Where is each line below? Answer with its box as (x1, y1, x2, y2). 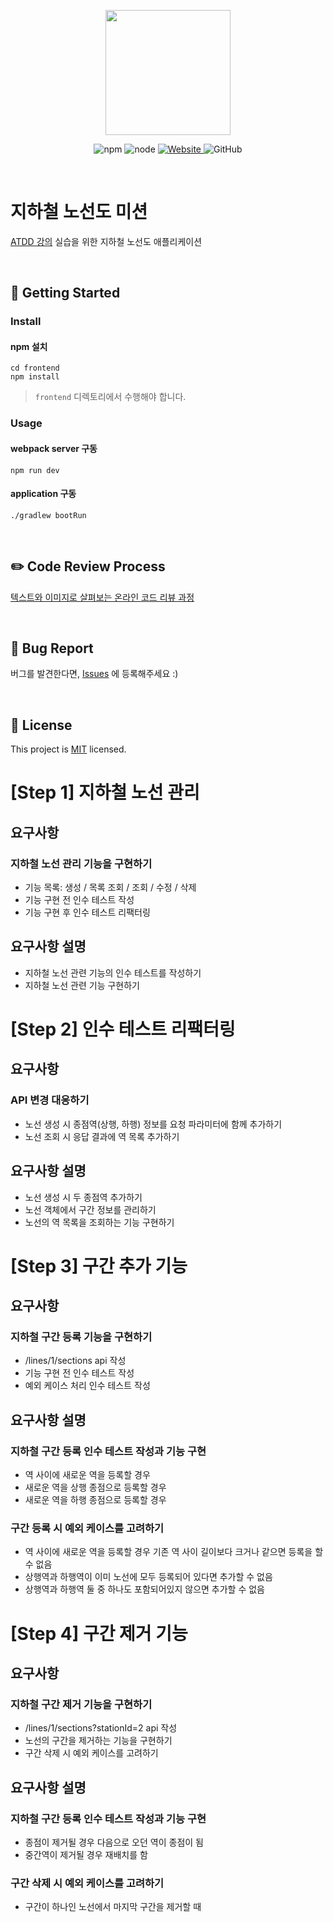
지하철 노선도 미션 (10, 201, 148, 224)
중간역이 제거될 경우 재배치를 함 (24, 1849, 148, 1861)
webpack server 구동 (10, 442, 98, 454)
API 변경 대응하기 (10, 1093, 90, 1107)
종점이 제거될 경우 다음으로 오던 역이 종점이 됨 (24, 1836, 204, 1849)
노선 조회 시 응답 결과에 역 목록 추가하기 (24, 1130, 180, 1142)
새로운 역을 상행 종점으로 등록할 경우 (24, 1481, 167, 1494)
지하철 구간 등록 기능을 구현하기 (10, 1330, 153, 1344)
